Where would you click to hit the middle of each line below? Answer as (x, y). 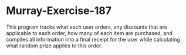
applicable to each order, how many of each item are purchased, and (89, 33)
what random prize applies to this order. (54, 46)
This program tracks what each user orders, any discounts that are (87, 27)
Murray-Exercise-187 (59, 11)
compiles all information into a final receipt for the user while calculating (93, 39)
